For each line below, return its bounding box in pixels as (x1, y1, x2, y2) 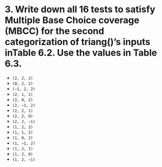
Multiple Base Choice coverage (5, 14, 140, 26)
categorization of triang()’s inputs (5, 36, 151, 48)
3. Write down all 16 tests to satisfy (5, 4, 156, 15)
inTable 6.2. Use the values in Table (5, 47, 157, 59)
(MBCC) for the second (5, 26, 104, 37)
